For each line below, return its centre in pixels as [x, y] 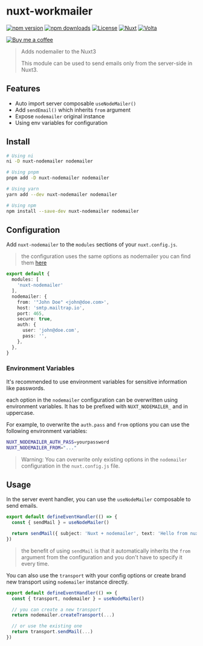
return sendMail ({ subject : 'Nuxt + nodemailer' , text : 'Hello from [100, 534]
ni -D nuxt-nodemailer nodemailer [50, 161]
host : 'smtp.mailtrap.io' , [51, 308]
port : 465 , [31, 314]
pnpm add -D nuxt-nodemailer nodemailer [58, 178]
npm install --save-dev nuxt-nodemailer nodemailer [72, 211]
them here [34, 263]
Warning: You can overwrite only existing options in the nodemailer [104, 459]
